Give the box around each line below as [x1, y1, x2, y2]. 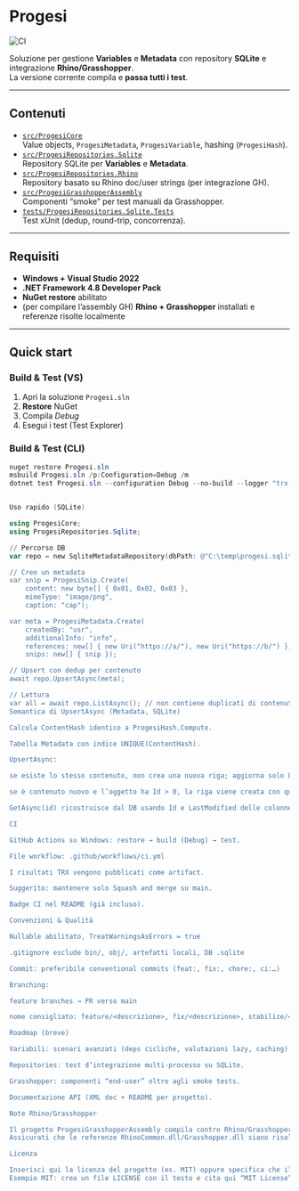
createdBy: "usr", [25, 625, 93, 634]
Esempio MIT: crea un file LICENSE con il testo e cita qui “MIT [9, 1174, 256, 1183]
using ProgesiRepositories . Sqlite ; [9, 527, 141, 536]
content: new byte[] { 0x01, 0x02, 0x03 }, [25, 584, 190, 593]
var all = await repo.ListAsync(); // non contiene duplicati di [9, 698, 256, 707]
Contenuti [9, 106, 67, 121]
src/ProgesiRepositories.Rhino [21, 169, 139, 178]
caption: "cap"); [25, 601, 90, 610]
